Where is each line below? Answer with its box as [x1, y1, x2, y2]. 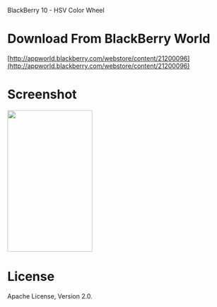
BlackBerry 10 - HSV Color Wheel [7, 6, 105, 14]
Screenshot [7, 86, 77, 103]
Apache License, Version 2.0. [7, 291, 93, 300]
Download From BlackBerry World [7, 31, 211, 47]
